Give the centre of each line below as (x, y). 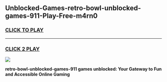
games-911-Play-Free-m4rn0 (51, 16)
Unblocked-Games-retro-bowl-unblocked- (73, 8)
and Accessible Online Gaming (38, 74)
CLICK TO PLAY (24, 30)
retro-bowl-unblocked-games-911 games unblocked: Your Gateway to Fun (83, 69)
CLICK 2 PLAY (22, 49)
